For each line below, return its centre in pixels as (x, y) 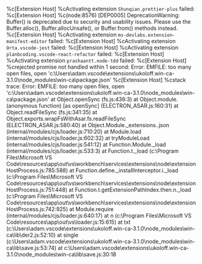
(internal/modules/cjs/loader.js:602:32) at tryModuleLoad (78, 138)
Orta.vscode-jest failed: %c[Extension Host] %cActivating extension (93, 47)
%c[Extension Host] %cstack (149, 80)
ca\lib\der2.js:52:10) (31, 235)
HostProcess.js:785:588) (37, 170)
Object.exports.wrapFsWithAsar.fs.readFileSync (66, 119)
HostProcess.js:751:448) (37, 190)
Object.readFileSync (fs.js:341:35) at (52, 112)
